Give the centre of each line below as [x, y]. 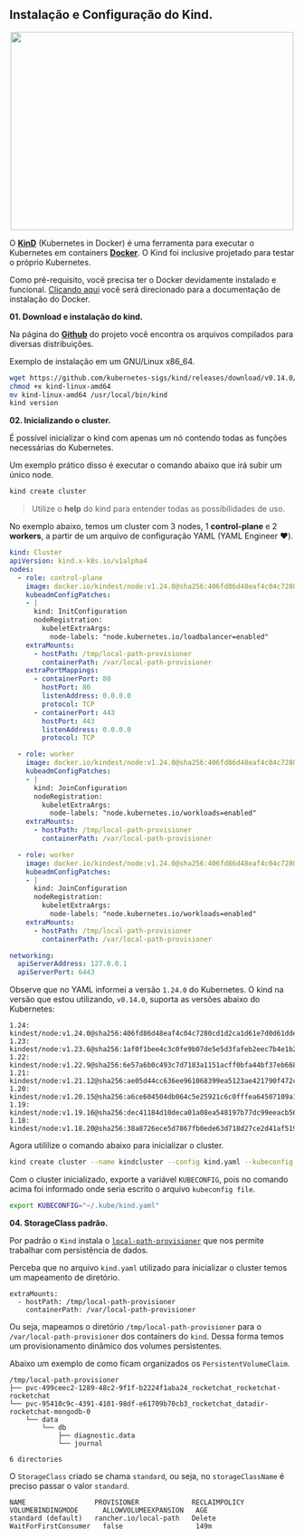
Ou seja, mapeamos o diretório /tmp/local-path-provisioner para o [136, 1326]
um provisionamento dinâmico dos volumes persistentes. [116, 1346]
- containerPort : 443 [74, 712]
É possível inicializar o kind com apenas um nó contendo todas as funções [148, 438]
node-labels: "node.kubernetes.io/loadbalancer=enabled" [159, 637]
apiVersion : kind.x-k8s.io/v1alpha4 [78, 561]
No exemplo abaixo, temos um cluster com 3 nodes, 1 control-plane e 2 [143, 527]
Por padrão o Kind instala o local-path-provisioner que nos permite [137, 1240]
